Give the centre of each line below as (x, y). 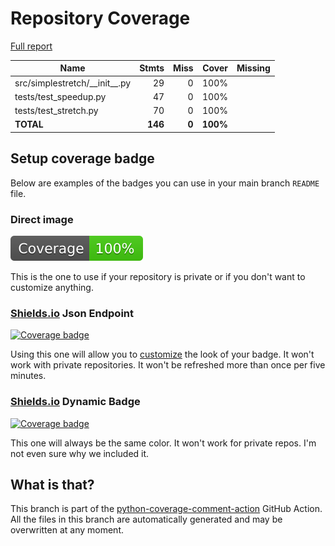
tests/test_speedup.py (60, 96)
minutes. (28, 376)
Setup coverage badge (82, 158)
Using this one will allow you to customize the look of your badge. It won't (162, 354)
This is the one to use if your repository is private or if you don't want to (158, 277)
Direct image (42, 219)
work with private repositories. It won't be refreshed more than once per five (168, 365)
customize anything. (52, 288)
